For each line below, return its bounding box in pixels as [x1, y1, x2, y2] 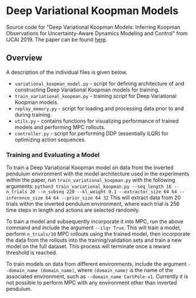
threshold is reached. [6, 249, 58, 256]
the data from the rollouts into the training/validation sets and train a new [6, 236, 182, 244]
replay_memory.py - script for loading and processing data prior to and [14, 104, 184, 112]
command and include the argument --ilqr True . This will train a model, [6, 224, 181, 231]
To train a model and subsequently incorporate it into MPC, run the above [6, 218, 184, 225]
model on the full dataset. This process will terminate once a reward [6, 243, 170, 250]
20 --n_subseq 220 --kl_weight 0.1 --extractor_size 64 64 [29, 189, 177, 195]
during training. [14, 111, 52, 118]
